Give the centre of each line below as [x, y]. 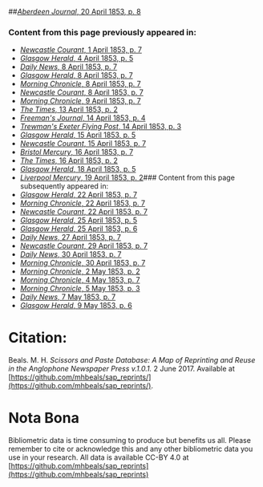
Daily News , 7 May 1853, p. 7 [68, 297]
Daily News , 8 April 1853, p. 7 [69, 67]
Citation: [38, 338]
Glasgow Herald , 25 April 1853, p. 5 [79, 221]
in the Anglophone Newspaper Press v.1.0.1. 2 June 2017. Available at [121, 369]
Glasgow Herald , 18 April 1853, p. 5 [78, 169]
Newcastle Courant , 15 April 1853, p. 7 [83, 144]
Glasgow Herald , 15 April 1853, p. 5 [78, 135]
